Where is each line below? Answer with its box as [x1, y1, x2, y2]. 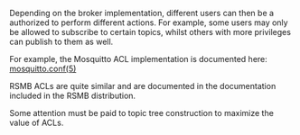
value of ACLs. [9, 117, 64, 128]
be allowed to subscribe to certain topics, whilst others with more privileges [9, 27, 292, 37]
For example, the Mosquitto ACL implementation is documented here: [9, 54, 268, 64]
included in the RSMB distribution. [9, 90, 136, 101]
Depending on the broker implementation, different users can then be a [9, 8, 274, 18]
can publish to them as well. [9, 36, 114, 47]
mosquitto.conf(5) [9, 63, 77, 74]
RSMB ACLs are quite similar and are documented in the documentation [9, 81, 277, 91]
